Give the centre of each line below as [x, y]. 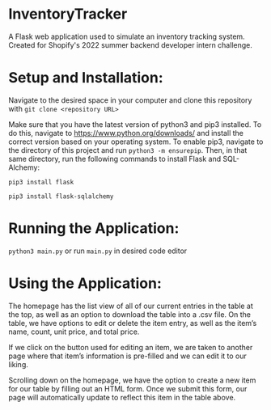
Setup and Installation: [86, 78]
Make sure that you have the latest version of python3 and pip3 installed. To [135, 124]
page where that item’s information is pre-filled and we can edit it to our [127, 356]
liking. [18, 364]
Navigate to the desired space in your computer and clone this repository [130, 100]
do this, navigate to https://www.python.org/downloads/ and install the [126, 133]
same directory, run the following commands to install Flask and [115, 159]
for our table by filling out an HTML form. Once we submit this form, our [128, 388]
